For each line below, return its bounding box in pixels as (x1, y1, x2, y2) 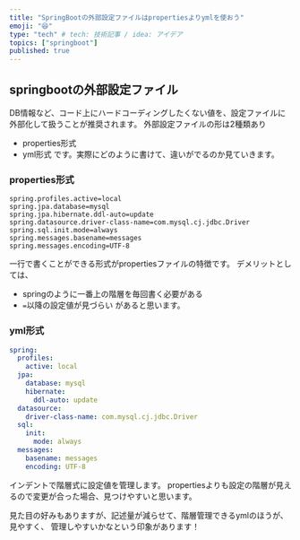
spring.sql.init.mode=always (9, 226, 118, 235)
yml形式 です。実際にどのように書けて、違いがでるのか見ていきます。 (21, 149, 279, 160)
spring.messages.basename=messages (9, 234, 142, 243)
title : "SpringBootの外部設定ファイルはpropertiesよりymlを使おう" (9, 13, 244, 22)
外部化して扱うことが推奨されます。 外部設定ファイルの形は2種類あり (9, 118, 267, 129)
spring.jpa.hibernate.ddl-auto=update (9, 210, 154, 220)
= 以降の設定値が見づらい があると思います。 (21, 300, 185, 310)
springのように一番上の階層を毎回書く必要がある (21, 289, 203, 300)
